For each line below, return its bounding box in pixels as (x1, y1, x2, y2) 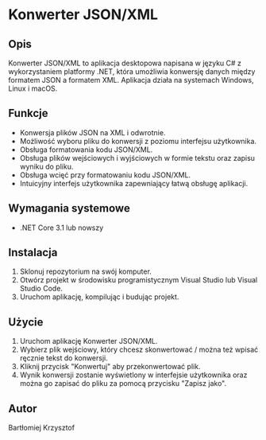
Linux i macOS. (8, 84, 58, 93)
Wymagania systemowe (8, 201, 131, 216)
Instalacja (8, 246, 58, 259)
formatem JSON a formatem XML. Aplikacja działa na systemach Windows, (8, 76, 254, 84)
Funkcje (8, 107, 49, 120)
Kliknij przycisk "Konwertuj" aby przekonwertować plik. (19, 362, 201, 372)
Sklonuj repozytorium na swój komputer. (19, 267, 152, 276)
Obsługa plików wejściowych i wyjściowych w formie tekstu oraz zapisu (19, 153, 256, 162)
